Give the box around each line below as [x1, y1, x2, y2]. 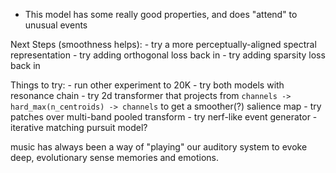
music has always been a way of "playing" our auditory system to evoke [10, 141, 308, 153]
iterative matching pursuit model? [10, 122, 148, 133]
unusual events [24, 19, 88, 31]
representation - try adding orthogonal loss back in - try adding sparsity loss [10, 49, 326, 61]
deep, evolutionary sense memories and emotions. [10, 152, 219, 163]
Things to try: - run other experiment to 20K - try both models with [10, 79, 285, 91]
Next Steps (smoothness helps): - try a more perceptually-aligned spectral [10, 39, 317, 50]
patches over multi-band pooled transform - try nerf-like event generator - [10, 111, 318, 123]
